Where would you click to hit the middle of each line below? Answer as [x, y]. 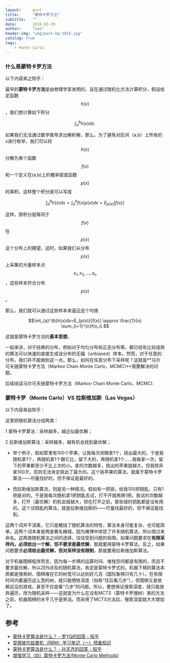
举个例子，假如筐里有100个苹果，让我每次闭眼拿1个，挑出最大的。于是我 [88, 452]
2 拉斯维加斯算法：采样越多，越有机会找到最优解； [58, 442]
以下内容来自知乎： [25, 409]
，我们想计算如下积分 [27, 112]
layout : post [24, 10]
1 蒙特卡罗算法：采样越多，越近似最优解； [49, 431]
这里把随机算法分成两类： [32, 420]
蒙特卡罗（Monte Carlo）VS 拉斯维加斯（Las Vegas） [72, 398]
